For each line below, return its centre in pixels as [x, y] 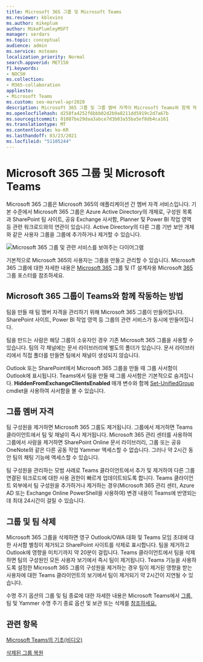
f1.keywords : [23, 68]
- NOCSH [16, 74]
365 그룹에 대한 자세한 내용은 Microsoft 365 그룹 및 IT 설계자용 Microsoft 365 [100, 268]
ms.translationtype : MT [36, 125]
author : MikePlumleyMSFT [37, 29]
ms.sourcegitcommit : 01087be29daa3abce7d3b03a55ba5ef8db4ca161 [88, 119]
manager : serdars [28, 35]
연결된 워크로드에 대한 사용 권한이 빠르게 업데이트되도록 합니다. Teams [89, 478]
